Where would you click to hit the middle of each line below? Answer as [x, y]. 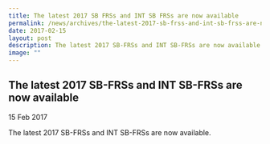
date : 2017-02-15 [37, 30]
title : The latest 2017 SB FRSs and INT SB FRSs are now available [124, 16]
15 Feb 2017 [28, 117]
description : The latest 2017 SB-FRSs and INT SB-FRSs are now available [135, 46]
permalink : [27, 23]
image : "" [25, 53]
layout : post [30, 38]
